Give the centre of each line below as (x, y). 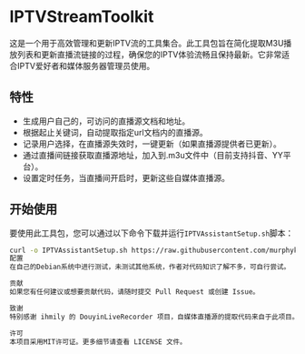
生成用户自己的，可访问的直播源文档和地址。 (106, 121)
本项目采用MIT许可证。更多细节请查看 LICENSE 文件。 (98, 342)
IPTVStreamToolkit (82, 17)
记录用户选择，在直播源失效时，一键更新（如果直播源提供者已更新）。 (152, 144)
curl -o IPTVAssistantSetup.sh (69, 250)
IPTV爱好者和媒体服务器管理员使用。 (86, 66)
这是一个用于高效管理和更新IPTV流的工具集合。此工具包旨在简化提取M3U (147, 43)
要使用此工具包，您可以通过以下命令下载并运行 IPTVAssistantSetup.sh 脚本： (152, 233)
